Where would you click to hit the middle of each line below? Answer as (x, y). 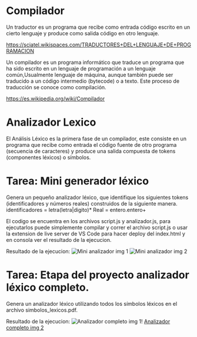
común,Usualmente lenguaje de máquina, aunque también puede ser (90, 75)
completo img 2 (25, 328)
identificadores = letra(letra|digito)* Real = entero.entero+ (76, 210)
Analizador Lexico (51, 122)
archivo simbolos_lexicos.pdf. (42, 310)
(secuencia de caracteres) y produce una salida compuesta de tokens (91, 151)
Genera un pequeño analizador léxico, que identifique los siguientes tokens (97, 197)
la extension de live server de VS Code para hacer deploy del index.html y (96, 234)
